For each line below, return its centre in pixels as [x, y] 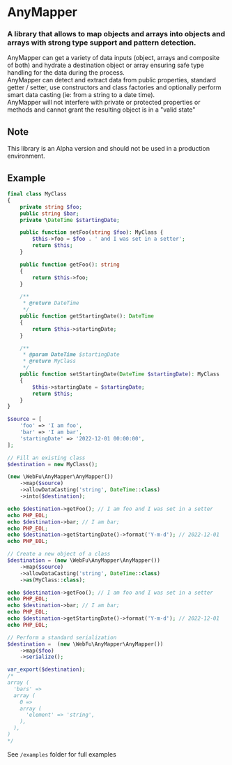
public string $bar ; [49, 214]
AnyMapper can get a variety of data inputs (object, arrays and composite [114, 58]
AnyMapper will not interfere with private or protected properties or [104, 103]
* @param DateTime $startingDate [71, 355]
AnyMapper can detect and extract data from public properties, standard [112, 80]
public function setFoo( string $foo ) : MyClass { [92, 232]
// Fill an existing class [46, 458]
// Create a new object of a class [59, 554]
